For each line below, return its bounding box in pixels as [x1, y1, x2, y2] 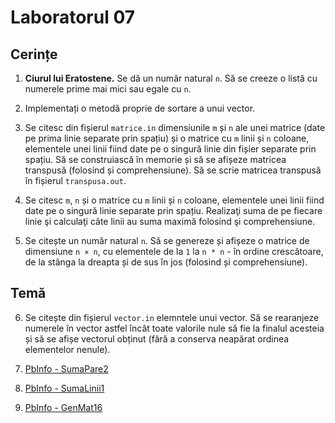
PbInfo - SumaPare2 [24, 362, 109, 375]
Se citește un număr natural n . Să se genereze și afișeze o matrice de [24, 235, 310, 246]
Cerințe [10, 46, 58, 63]
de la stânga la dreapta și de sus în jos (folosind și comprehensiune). [24, 256, 308, 268]
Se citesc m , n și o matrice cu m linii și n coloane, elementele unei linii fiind [24, 194, 325, 206]
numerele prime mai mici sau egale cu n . [24, 83, 192, 95]
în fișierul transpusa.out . [24, 175, 127, 186]
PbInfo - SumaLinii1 [24, 382, 105, 394]
